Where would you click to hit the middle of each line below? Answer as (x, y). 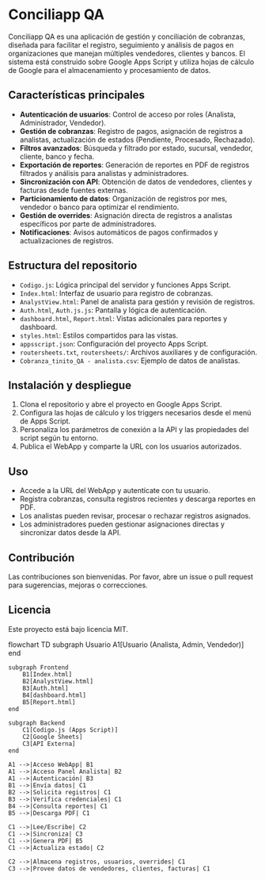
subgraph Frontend (38, 668)
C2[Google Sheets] (53, 737)
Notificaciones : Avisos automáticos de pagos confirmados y (119, 232)
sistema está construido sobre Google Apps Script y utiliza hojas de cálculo (131, 62)
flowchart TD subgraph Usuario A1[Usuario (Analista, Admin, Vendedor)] (126, 645)
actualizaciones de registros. (66, 240)
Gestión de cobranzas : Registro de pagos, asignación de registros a (131, 131)
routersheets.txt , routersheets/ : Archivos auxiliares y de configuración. (138, 352)
